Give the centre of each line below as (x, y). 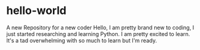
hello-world (37, 11)
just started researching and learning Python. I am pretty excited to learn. (98, 34)
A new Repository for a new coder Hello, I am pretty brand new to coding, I (100, 27)
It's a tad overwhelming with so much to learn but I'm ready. (82, 40)
